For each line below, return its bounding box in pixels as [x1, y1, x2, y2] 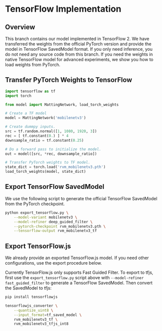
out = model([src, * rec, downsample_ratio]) [5, 151, 97, 156]
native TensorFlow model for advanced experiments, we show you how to [5, 57, 154, 62]
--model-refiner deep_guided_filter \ [14, 219, 93, 224]
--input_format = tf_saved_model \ [14, 312, 82, 317]
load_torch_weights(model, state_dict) [5, 169, 86, 174]
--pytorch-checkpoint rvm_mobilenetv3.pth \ [14, 224, 106, 229]
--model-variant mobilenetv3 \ [14, 215, 78, 220]
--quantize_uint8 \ [14, 308, 54, 313]
